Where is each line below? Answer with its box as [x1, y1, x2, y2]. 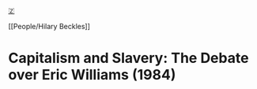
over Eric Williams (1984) [8, 66, 176, 84]
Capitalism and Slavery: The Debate [8, 50, 249, 67]
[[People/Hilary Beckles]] [8, 22, 91, 31]
